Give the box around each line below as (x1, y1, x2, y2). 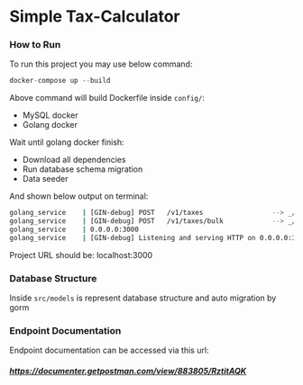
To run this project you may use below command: (9, 58, 193, 69)
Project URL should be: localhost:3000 (9, 249, 153, 260)
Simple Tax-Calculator (9, 6, 180, 27)
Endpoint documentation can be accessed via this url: (9, 345, 209, 356)
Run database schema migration (22, 164, 143, 175)
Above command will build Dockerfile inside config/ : (9, 93, 206, 103)
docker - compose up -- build (9, 76, 111, 85)
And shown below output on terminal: (9, 191, 149, 201)
